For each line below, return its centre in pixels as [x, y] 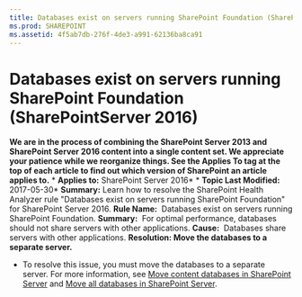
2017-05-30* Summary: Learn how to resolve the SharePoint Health [137, 190]
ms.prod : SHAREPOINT [48, 26]
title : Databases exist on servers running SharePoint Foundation [136, 18]
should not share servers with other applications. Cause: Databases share [148, 228]
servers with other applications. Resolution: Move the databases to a [138, 238]
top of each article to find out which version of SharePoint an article [138, 171]
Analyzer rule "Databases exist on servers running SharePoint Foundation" [147, 200]
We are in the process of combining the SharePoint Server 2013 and [138, 142]
